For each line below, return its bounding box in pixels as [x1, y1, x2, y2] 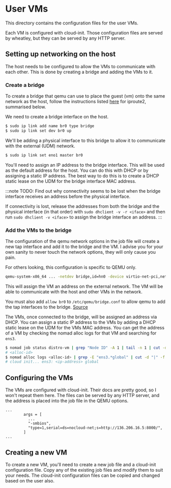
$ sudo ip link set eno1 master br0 [5, 152, 83, 158]
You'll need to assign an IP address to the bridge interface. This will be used [5, 162, 165, 168]
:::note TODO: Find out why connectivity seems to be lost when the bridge [5, 188, 161, 194]
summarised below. [5, 104, 46, 110]
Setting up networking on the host [5, 50, 116, 58]
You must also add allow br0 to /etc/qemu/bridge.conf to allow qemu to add [5, 298, 165, 304]
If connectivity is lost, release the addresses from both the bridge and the [5, 203, 159, 209]
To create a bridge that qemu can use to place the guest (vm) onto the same [5, 93, 165, 99]
